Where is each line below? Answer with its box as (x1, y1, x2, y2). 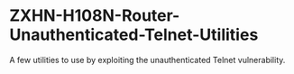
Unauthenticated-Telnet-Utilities (9, 24, 259, 45)
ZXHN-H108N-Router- (9, 5, 180, 26)
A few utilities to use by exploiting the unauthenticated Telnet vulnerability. (9, 54, 286, 65)
